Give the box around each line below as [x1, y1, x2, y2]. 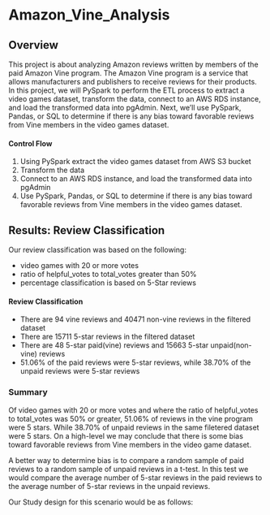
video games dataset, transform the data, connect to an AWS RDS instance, [8, 94, 261, 103]
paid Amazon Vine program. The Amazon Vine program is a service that [8, 68, 249, 78]
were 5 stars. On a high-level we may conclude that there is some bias [8, 431, 243, 440]
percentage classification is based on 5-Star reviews [19, 278, 197, 288]
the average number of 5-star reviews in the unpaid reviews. [8, 481, 211, 491]
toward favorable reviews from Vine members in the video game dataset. [8, 439, 252, 449]
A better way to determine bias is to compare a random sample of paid [8, 455, 245, 465]
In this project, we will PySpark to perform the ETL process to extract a [8, 85, 245, 95]
